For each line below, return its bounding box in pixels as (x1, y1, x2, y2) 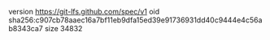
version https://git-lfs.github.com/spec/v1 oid (8, 7, 160, 16)
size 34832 (44, 24, 83, 33)
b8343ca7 (8, 24, 43, 33)
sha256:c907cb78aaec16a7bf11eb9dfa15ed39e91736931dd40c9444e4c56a (8, 15, 263, 25)
